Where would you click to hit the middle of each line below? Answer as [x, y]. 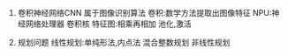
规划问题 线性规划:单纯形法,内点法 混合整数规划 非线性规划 [124, 42]
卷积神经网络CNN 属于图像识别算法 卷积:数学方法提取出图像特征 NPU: [144, 13]
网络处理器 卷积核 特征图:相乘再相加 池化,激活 [108, 24]
